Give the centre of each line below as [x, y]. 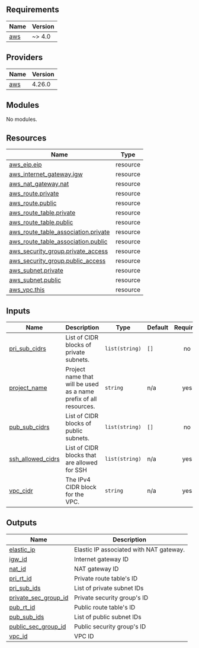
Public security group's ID [110, 626]
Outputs [22, 523]
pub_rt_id [22, 607]
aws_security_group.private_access [59, 251]
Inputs [18, 311]
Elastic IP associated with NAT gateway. [129, 549]
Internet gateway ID [101, 559]
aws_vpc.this [27, 290]
